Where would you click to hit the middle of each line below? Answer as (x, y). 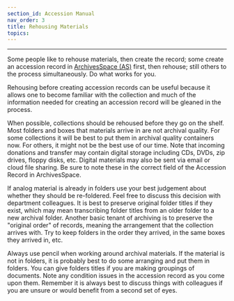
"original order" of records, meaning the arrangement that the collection (110, 225)
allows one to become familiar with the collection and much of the (102, 95)
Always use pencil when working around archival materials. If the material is (116, 254)
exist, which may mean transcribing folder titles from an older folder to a (111, 211)
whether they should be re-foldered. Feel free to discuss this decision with (114, 196)
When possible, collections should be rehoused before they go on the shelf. (116, 123)
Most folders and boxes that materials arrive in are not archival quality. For (114, 131)
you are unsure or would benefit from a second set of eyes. (92, 291)
